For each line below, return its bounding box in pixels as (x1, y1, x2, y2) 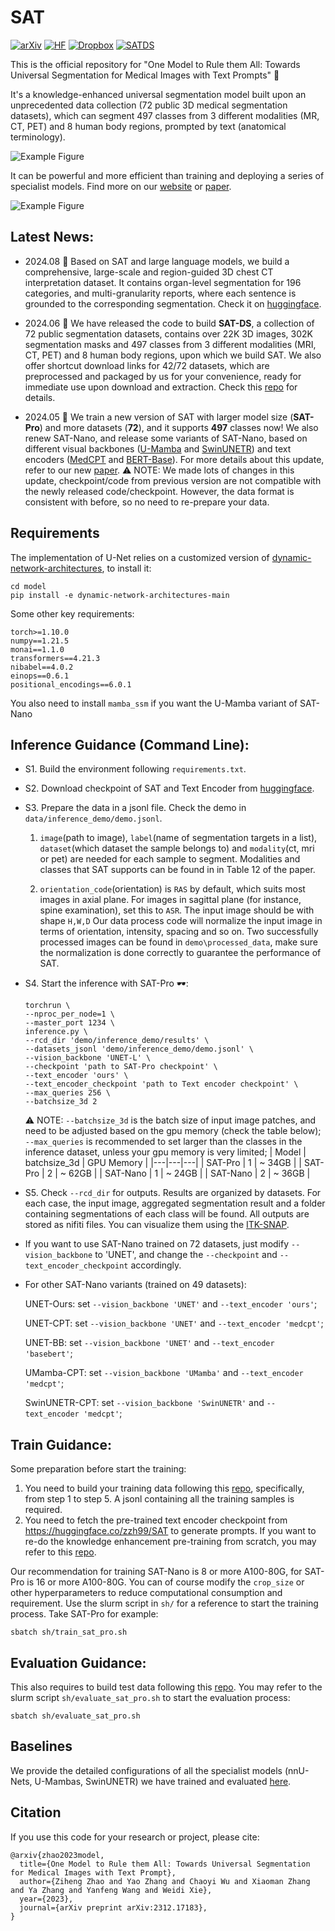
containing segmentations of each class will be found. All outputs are (24, 1208, 310, 1220)
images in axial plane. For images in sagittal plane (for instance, (39, 894, 302, 906)
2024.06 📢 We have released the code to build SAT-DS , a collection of (24, 317, 315, 329)
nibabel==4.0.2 (10, 662, 74, 672)
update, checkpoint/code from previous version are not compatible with (24, 474, 322, 486)
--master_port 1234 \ (24, 1018, 115, 1028)
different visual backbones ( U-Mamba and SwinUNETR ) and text (24, 442, 292, 455)
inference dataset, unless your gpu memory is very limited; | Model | (24, 1146, 307, 1158)
